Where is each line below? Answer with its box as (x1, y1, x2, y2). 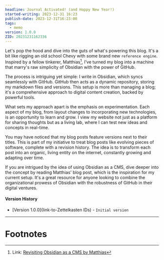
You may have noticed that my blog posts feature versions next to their (5, 134, 147, 140)
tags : (5, 20, 16, 26)
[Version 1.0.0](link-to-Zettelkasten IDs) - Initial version (12, 207, 129, 213)
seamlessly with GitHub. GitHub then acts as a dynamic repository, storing (5, 79, 155, 84)
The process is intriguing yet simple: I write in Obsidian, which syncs (5, 74, 143, 80)
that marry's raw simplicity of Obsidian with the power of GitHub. (5, 64, 136, 70)
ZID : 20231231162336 (5, 35, 47, 40)
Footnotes (5, 228, 47, 240)
